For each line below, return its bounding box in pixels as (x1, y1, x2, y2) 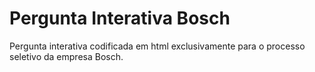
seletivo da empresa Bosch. (9, 50, 124, 62)
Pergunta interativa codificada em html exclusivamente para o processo (9, 40, 306, 52)
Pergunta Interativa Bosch (9, 7, 231, 30)
